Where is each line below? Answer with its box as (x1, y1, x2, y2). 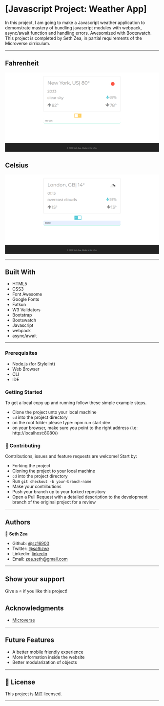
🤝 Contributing (5, 442, 41, 449)
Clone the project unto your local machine (12, 410, 97, 415)
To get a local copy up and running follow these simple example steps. (5, 400, 147, 406)
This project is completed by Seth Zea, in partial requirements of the (5, 35, 143, 41)
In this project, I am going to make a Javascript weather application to (5, 20, 145, 25)
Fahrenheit (5, 59, 39, 68)
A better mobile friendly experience (12, 649, 84, 655)
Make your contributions (12, 483, 62, 490)
